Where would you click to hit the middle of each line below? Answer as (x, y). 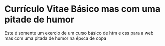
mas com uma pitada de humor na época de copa (56, 38)
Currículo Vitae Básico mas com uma (82, 9)
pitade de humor (39, 19)
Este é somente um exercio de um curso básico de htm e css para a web (79, 33)
